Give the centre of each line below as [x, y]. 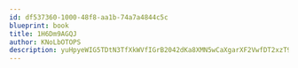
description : [33, 50]
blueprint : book [39, 26]
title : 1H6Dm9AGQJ [43, 34]
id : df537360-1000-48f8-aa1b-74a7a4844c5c [89, 17]
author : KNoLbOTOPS [45, 42]
